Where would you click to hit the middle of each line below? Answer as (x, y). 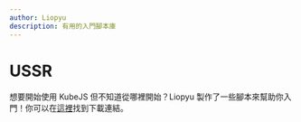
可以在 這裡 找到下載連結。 (80, 108)
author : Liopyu (38, 18)
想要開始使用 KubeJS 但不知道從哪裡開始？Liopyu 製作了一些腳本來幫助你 (146, 97)
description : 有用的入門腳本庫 (63, 26)
